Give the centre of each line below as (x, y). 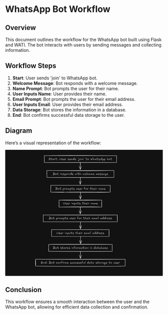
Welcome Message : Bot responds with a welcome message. (75, 83)
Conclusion (23, 290)
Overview (21, 28)
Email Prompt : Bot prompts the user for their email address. (74, 99)
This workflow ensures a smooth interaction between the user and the (77, 302)
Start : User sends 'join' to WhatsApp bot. (55, 78)
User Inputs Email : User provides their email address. (68, 104)
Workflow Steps (31, 66)
